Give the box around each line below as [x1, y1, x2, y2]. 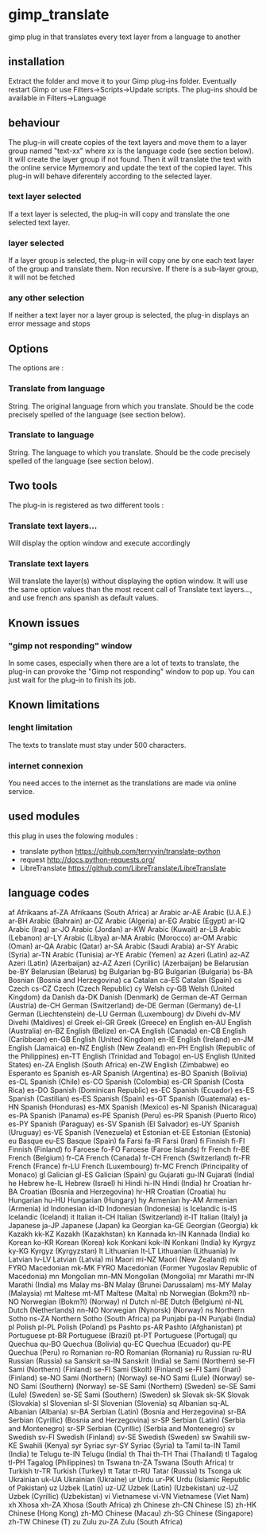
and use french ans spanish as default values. [8, 593, 159, 603]
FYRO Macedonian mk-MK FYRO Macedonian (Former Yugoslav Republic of [8, 1262, 257, 1272]
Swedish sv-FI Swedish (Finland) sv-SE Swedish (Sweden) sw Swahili [8, 1432, 237, 1442]
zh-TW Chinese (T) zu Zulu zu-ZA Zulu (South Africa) [8, 1516, 183, 1526]
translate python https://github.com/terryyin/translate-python [19, 846, 221, 855]
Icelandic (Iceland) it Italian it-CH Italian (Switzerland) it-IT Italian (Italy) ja [8, 1212, 249, 1222]
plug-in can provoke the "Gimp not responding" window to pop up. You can [8, 667, 256, 676]
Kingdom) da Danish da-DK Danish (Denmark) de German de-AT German [8, 992, 248, 1001]
